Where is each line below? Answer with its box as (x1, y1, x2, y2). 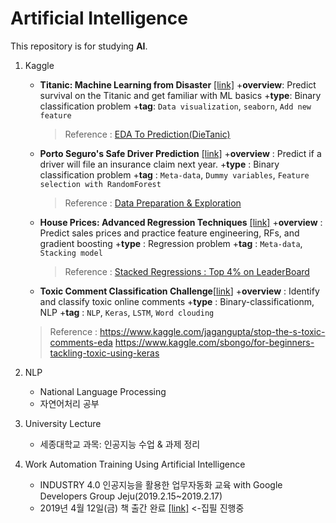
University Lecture (24, 417, 102, 429)
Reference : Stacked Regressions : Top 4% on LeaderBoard (64, 265, 310, 277)
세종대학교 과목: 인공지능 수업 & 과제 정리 (39, 438, 201, 450)
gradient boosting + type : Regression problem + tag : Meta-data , (39, 237, 303, 249)
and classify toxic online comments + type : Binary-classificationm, (39, 295, 315, 307)
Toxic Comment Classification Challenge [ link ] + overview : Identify (39, 285, 320, 297)
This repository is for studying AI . (10, 40, 148, 52)
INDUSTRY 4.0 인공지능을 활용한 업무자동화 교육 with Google (39, 478, 283, 491)
